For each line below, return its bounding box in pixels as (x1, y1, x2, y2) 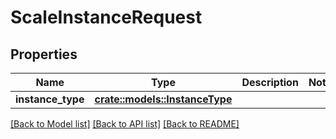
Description (241, 76, 299, 89)
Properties (10, 46, 78, 63)
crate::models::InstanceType (94, 92, 233, 106)
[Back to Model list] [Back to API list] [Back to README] (10, 118, 240, 130)
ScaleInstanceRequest (10, 6, 203, 29)
